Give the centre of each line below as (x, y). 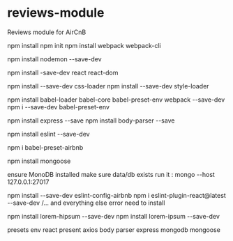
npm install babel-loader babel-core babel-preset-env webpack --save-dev (116, 100)
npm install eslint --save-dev (48, 134)
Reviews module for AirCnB (47, 32)
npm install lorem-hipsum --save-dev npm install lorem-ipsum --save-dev (113, 216)
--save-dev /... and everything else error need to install (86, 203)
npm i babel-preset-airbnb (45, 147)
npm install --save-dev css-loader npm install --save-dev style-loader (108, 86)
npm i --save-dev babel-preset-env (59, 107)
